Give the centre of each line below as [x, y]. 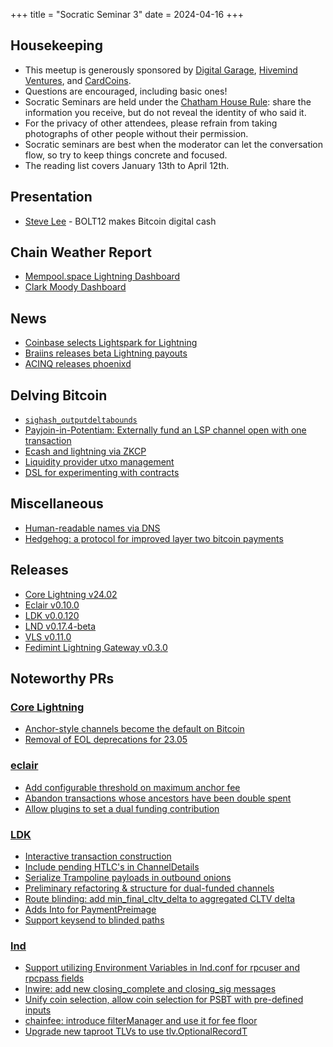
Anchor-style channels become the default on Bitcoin [134, 729]
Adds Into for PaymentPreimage [90, 909]
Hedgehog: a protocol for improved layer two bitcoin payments [154, 538]
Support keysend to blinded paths [94, 920]
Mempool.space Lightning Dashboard [102, 276]
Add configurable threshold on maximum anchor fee [132, 787]
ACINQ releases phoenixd [78, 364]
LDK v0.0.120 [52, 615]
